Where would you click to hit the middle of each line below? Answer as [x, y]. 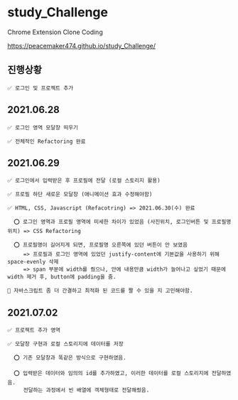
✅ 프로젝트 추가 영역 [34, 330]
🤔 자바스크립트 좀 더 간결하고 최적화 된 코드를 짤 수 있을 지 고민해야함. [100, 291]
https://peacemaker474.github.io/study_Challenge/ [82, 45]
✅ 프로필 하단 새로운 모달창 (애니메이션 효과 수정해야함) [80, 195]
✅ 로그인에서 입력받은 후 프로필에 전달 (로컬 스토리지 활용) [84, 181]
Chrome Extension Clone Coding [55, 32]
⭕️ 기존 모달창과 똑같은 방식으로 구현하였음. [70, 358]
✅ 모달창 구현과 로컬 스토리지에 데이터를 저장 [65, 344]
